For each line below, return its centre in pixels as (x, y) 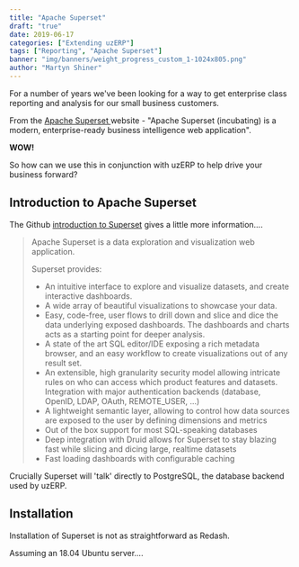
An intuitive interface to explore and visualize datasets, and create (167, 286)
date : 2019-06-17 (42, 34)
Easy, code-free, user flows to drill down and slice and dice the (161, 315)
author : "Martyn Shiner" (56, 68)
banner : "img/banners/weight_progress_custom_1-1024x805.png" (128, 59)
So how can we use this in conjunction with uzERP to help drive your (136, 165)
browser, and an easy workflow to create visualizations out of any (166, 353)
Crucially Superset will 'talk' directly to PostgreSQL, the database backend (147, 476)
